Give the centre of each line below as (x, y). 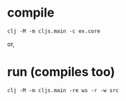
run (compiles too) (61, 72)
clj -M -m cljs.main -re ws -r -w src (63, 90)
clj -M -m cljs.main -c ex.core (54, 31)
